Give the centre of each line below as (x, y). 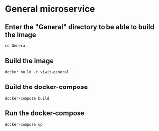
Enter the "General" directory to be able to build (80, 27)
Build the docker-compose (47, 87)
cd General (16, 46)
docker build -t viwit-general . (39, 72)
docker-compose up (24, 125)
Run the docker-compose (45, 113)
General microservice (50, 9)
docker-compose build (27, 98)
